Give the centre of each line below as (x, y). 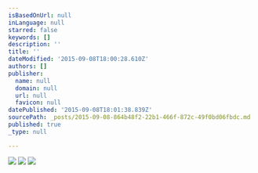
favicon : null (38, 103)
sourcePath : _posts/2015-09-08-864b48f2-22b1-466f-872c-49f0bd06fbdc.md (129, 117)
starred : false (33, 30)
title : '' (24, 52)
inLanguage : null (36, 23)
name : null (33, 81)
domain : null (36, 88)
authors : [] (27, 67)
